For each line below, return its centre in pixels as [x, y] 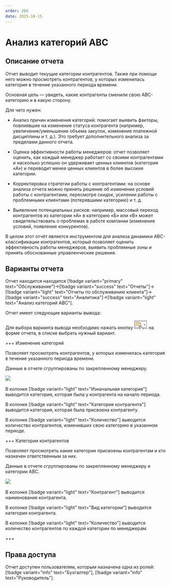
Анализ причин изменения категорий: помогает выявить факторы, [85, 120]
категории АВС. [23, 472]
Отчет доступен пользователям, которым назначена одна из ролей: [80, 567]
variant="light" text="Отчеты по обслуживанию [74, 292]
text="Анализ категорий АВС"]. [39, 303]
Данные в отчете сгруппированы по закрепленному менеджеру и [78, 466]
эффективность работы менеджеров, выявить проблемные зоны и [79, 247]
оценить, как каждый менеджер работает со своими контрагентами [88, 157]
